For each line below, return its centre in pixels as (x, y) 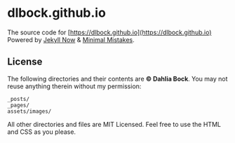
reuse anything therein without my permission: (74, 86)
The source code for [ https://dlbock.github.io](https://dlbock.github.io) (109, 32)
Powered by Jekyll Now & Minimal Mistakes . (71, 39)
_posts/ (19, 99)
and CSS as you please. (41, 132)
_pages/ (19, 105)
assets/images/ (29, 111)
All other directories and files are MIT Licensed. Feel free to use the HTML (114, 124)
